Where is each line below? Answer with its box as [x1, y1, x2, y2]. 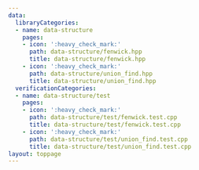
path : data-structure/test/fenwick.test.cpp [28, 114, 178, 121]
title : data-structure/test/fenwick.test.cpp [28, 121, 181, 128]
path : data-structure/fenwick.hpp [28, 48, 143, 56]
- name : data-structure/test [15, 92, 111, 99]
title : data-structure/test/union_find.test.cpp [28, 143, 192, 150]
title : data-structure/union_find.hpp [28, 77, 157, 85]
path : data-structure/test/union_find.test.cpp [28, 135, 189, 143]
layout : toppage [8, 150, 61, 157]
